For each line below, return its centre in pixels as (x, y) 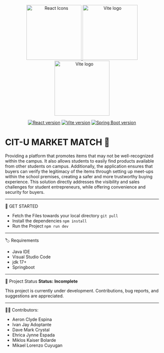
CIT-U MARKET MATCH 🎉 (57, 142)
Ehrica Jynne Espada (33, 335)
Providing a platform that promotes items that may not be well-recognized (79, 156)
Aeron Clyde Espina (32, 319)
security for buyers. (25, 192)
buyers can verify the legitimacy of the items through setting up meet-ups (79, 171)
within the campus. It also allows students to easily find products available (80, 161)
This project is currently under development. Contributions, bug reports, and (82, 291)
